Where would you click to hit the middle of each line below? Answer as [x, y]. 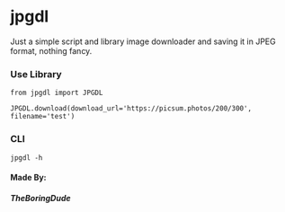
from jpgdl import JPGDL [57, 93]
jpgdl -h [27, 158]
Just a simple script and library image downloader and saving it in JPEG [143, 41]
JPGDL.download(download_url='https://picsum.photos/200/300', [131, 109]
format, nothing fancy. [51, 50]
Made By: [29, 178]
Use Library [36, 74]
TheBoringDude [40, 198]
